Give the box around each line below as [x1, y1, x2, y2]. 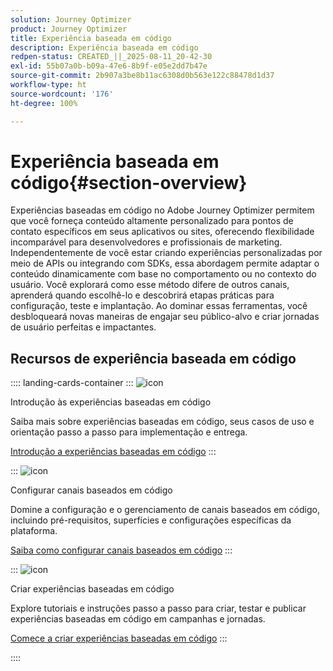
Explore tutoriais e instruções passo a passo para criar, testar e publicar [10, 602, 307, 615]
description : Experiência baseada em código [10, 42, 199, 53]
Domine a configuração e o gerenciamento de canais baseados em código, [10, 504, 320, 516]
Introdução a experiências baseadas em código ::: [10, 446, 217, 458]
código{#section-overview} [10, 171, 248, 194]
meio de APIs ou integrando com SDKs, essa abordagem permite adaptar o [10, 257, 320, 270]
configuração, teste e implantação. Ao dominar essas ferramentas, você [10, 300, 308, 312]
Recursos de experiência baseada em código [10, 350, 297, 367]
